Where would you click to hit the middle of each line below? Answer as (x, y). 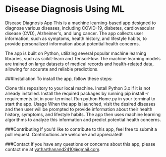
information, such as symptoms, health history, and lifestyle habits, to (76, 39)
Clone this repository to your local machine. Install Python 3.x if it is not (78, 88)
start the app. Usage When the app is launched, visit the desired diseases (81, 104)
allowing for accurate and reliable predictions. (52, 69)
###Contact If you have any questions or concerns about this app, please (80, 144)
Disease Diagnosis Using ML (65, 9)
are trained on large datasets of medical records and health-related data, (80, 64)
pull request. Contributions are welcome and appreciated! (64, 134)
